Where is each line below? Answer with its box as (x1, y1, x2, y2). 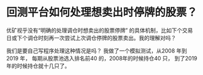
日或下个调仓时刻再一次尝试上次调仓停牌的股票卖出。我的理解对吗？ (6, 34, 176, 41)
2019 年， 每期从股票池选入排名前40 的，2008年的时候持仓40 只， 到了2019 (6, 54, 198, 62)
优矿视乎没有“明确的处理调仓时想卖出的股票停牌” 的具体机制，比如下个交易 (6, 27, 193, 34)
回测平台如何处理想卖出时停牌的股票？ (6, 5, 198, 19)
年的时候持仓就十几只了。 (6, 62, 70, 70)
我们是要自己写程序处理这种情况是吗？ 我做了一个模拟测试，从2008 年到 (6, 47, 187, 54)
